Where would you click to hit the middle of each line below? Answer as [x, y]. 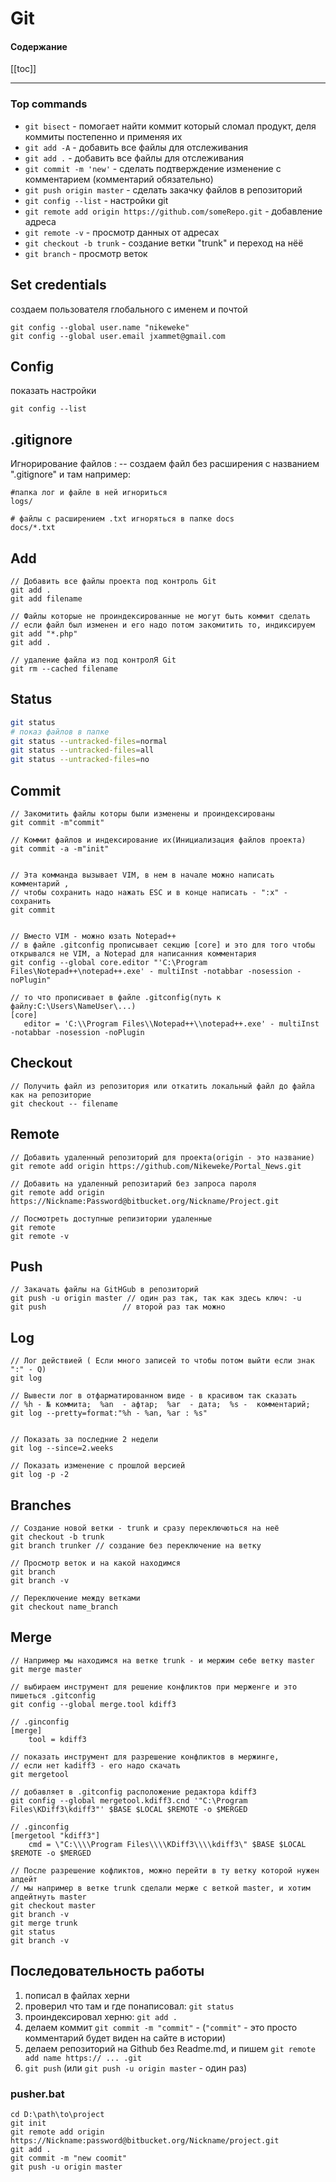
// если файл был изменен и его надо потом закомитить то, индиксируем [162, 625]
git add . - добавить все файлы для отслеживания [134, 158]
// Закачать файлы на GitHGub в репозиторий [104, 1290]
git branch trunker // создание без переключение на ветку [136, 1546]
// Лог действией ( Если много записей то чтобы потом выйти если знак [162, 1361]
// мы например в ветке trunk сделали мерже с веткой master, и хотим [160, 1888]
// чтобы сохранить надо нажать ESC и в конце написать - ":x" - [149, 892]
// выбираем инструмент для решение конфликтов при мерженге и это [154, 1687]
